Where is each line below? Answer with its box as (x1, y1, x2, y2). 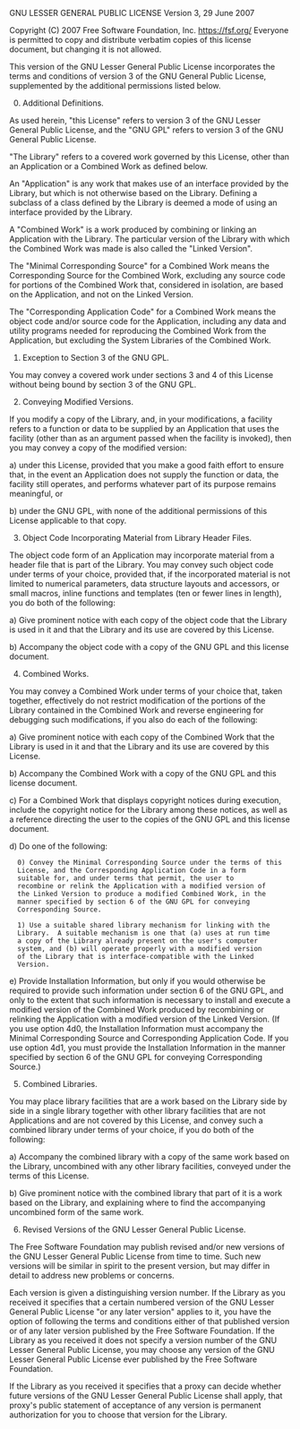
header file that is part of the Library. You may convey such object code (9, 560, 274, 569)
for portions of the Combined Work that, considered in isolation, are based (9, 279, 284, 290)
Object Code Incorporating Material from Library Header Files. (21, 533, 253, 543)
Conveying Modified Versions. (21, 397, 134, 406)
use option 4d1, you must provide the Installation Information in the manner (9, 1042, 287, 1053)
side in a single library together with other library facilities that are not (9, 1106, 266, 1116)
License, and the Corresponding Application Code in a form (17, 866, 246, 875)
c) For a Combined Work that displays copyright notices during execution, (9, 795, 282, 805)
